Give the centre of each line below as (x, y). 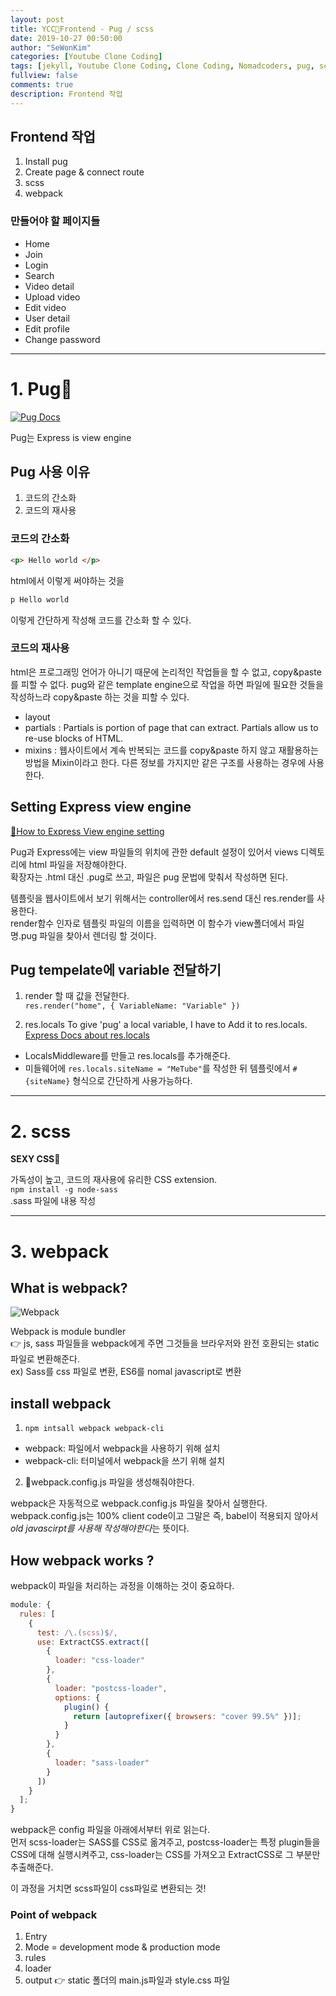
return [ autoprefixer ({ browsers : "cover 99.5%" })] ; (187, 1716)
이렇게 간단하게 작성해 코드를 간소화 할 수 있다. (101, 620)
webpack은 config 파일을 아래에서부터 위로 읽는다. (110, 1830)
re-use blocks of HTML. (74, 738)
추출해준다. (32, 1867)
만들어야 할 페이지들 (55, 221)
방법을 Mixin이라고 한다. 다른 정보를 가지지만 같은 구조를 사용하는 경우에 (165, 762)
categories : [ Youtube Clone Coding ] (86, 57)
